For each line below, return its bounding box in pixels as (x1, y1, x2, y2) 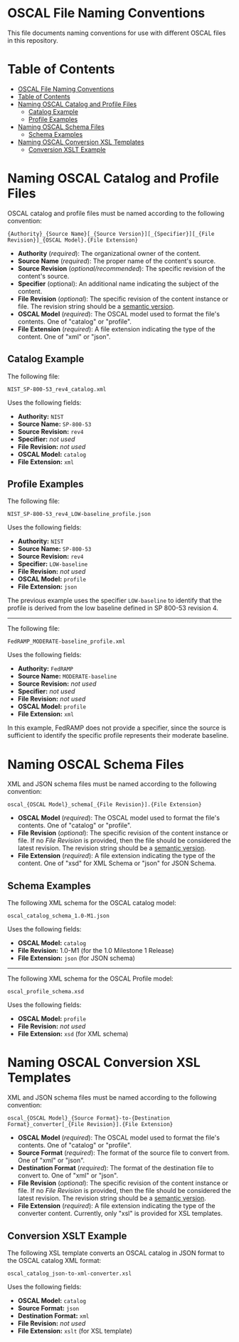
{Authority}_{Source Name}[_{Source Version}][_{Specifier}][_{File (7, 230, 215, 237)
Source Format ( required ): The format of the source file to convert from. (17, 1149, 230, 1157)
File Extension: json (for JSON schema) (17, 954, 135, 963)
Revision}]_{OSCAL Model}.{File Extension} (7, 237, 139, 244)
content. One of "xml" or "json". (17, 332, 111, 341)
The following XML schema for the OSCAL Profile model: (7, 974, 174, 983)
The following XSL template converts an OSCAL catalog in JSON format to (7, 1249, 225, 1257)
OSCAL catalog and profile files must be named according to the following (7, 209, 225, 217)
